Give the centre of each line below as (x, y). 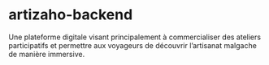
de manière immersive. (47, 54)
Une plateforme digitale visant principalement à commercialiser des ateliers (135, 37)
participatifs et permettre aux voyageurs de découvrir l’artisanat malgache (133, 45)
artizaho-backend (71, 15)
